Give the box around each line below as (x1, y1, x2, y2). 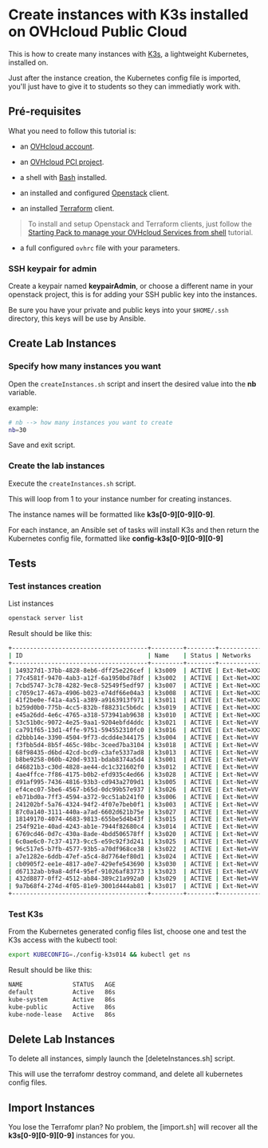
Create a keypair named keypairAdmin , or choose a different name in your (8, 282, 254, 291)
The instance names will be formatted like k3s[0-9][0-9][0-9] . (8, 510, 215, 519)
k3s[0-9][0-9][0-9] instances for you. (8, 1130, 136, 1141)
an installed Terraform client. (19, 203, 115, 213)
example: (8, 402, 38, 413)
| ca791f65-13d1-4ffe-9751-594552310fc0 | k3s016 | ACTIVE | (8, 726, 219, 734)
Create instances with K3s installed (8, 6, 249, 24)
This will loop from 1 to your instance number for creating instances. (8, 494, 232, 503)
